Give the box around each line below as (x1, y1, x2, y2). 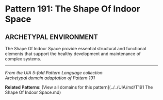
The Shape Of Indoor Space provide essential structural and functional (5, 46, 147, 51)
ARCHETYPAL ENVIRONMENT (5, 33, 98, 41)
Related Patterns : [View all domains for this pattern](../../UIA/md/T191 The (5, 85, 153, 90)
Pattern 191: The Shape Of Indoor (5, 3, 141, 14)
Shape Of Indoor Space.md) (5, 89, 61, 95)
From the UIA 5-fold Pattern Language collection (5, 70, 103, 75)
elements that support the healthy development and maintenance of (5, 51, 141, 57)
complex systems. (5, 56, 41, 61)
